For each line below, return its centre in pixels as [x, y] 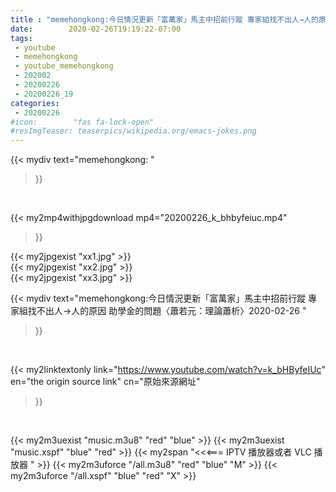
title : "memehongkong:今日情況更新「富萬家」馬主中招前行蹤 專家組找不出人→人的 [164, 19]
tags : [21, 38]
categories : [35, 103]
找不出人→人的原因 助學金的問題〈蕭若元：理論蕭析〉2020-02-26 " [167, 311]
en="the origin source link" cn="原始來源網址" [105, 382]
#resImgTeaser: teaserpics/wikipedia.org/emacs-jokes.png [133, 131]
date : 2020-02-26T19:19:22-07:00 [96, 29]
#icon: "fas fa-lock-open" [82, 122]
